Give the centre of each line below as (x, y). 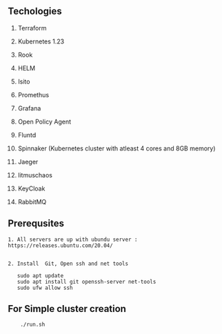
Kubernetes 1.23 (41, 41)
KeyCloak (31, 188)
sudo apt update (40, 275)
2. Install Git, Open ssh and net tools (68, 264)
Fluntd (27, 135)
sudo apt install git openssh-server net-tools (87, 282)
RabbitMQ (32, 202)
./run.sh (33, 325)
